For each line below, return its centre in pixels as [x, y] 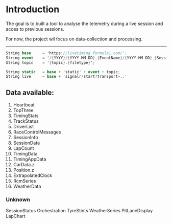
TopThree [23, 110]
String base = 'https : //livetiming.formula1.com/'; [66, 53]
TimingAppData [30, 159]
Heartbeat [24, 105]
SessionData [27, 143]
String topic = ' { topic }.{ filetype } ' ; [51, 62]
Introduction [33, 9]
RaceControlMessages [37, 132]
